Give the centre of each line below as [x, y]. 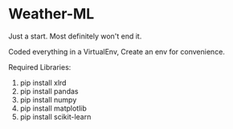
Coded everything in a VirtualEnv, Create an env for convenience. [117, 51]
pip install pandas [49, 91]
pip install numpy [48, 99]
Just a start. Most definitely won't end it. [75, 36]
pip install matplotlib [53, 108]
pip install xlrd [43, 83]
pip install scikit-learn [55, 116]
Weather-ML [51, 14]
